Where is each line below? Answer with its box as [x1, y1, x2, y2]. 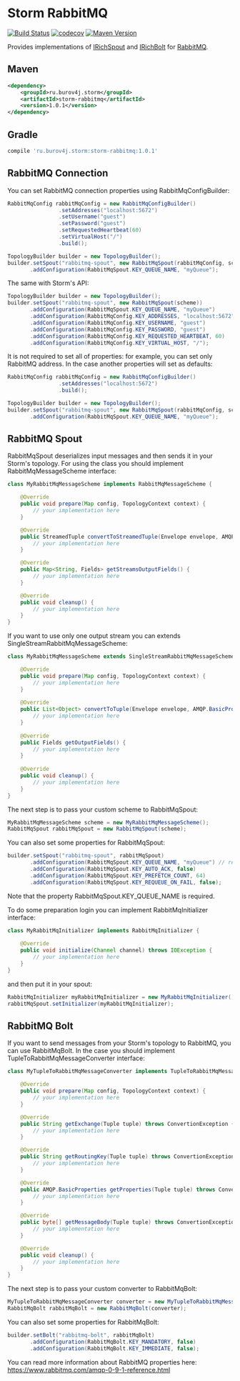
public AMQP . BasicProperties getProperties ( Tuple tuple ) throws [20, 1186, 216, 1193]
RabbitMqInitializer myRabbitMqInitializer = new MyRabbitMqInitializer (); [7, 993, 238, 1001]
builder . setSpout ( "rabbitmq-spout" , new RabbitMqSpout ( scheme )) [7, 299, 203, 306]
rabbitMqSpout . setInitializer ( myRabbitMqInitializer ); [7, 1000, 174, 1007]
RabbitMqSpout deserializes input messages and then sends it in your [7, 452, 213, 460]
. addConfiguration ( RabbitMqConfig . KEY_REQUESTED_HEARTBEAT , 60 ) [29, 332, 225, 340]
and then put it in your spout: [7, 979, 93, 988]
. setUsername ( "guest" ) [58, 213, 126, 221]
